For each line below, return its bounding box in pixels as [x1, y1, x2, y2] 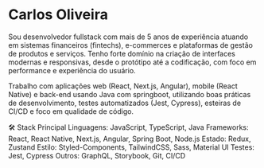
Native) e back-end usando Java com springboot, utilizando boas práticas [8, 89, 251, 99]
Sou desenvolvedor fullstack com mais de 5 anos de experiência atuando [8, 32, 249, 41]
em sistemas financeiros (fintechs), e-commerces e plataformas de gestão [8, 40, 253, 49]
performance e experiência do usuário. [8, 65, 137, 75]
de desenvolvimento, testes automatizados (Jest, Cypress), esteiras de [8, 98, 241, 107]
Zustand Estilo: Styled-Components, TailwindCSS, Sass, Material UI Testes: [8, 142, 254, 152]
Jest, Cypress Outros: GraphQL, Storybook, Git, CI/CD [8, 150, 186, 160]
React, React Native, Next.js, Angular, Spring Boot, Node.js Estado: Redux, [8, 134, 252, 143]
